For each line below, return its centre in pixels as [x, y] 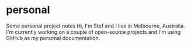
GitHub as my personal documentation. [53, 38]
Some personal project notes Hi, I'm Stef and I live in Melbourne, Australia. [95, 26]
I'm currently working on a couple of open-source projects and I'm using [93, 32]
